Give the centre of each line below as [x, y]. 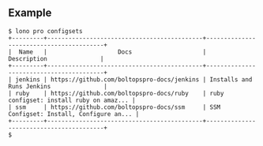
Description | [56, 58]
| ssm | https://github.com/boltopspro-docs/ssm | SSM [115, 107]
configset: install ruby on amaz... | [72, 100]
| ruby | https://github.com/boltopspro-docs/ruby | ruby [116, 93]
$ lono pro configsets [45, 31]
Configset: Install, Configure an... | [74, 114]
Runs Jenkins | [58, 86]
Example [30, 13]
